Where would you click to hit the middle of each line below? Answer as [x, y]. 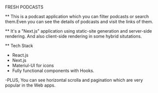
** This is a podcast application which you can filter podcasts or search [77, 16]
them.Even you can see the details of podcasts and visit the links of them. [79, 22]
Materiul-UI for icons [33, 65]
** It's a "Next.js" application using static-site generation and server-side [79, 31]
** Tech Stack [19, 46]
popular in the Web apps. [30, 85]
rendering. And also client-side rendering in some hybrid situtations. [74, 36]
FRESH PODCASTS [24, 7]
